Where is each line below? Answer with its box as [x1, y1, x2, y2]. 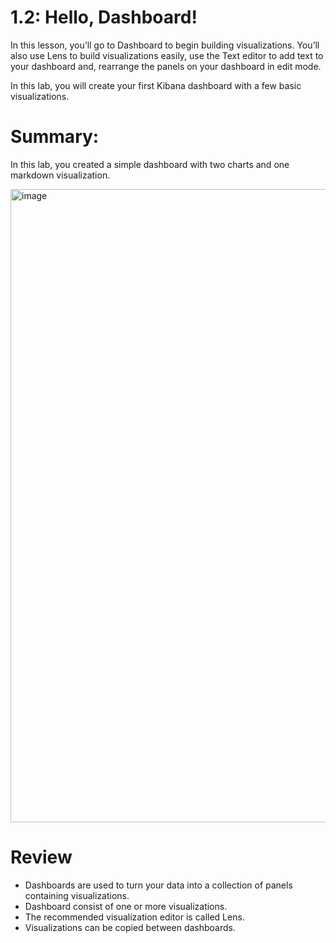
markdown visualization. [10, 169, 111, 181]
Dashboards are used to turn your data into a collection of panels [24, 879, 293, 891]
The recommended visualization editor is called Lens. [24, 911, 245, 923]
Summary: [10, 126, 100, 148]
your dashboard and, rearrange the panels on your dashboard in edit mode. [10, 60, 322, 72]
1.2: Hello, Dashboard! [10, 6, 198, 29]
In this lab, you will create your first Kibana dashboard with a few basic [10, 79, 302, 91]
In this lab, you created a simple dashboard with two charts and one [10, 158, 290, 170]
